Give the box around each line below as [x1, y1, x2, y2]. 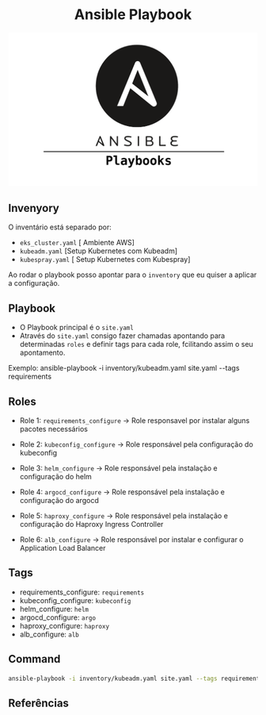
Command [8, 652, 61, 666]
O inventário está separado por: [8, 222, 112, 232]
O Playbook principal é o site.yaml [19, 323, 135, 333]
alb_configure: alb [19, 629, 79, 639]
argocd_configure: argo [19, 613, 97, 622]
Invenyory [8, 201, 59, 215]
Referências [8, 696, 70, 709]
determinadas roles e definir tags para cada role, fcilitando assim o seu [19, 340, 253, 349]
